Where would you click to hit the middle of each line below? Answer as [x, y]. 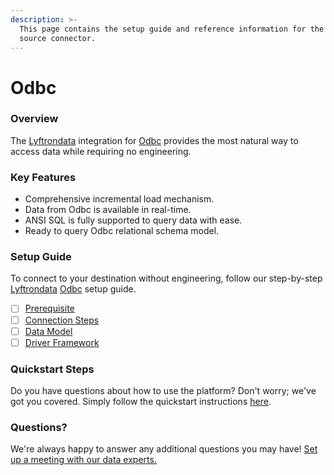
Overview [34, 119]
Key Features [43, 177]
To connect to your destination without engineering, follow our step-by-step [166, 278]
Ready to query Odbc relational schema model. [122, 231]
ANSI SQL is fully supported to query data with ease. [133, 220]
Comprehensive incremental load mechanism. [119, 199]
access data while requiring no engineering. [101, 151]
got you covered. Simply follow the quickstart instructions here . [141, 401]
